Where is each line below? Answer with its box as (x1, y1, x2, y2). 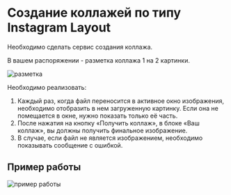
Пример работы (7, 162, 81, 173)
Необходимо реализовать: (7, 83, 87, 91)
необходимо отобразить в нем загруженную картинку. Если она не (17, 104, 219, 112)
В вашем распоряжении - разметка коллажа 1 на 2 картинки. (7, 56, 190, 64)
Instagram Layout (7, 19, 111, 36)
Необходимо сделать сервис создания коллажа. (7, 42, 153, 51)
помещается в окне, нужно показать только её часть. (17, 111, 178, 120)
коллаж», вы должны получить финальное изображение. (17, 126, 188, 134)
